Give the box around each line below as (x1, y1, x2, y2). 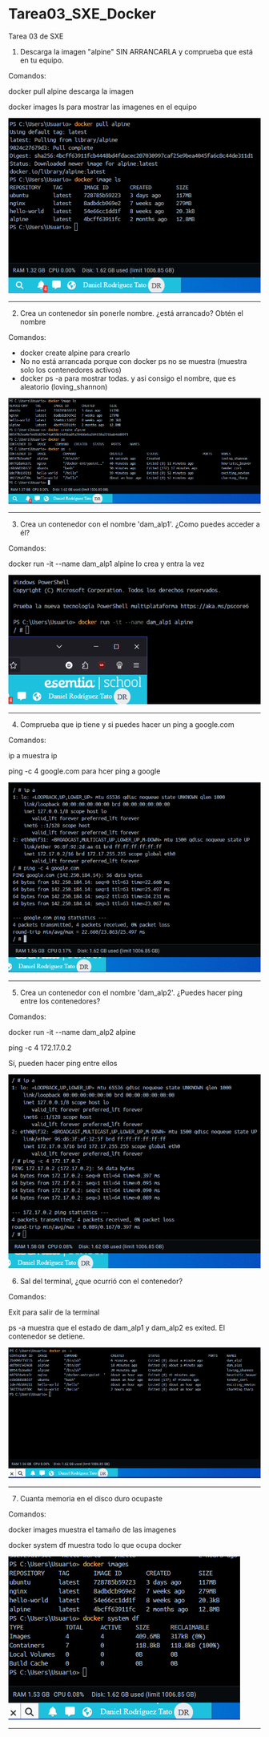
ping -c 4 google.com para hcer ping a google (8, 766, 161, 776)
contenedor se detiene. (8, 1331, 86, 1341)
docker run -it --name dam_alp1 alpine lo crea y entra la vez (8, 559, 206, 568)
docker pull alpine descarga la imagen (8, 86, 134, 96)
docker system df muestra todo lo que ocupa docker (8, 1541, 182, 1550)
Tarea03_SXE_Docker (8, 5, 156, 23)
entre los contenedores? (19, 996, 101, 1006)
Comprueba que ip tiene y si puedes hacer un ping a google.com (19, 719, 235, 729)
